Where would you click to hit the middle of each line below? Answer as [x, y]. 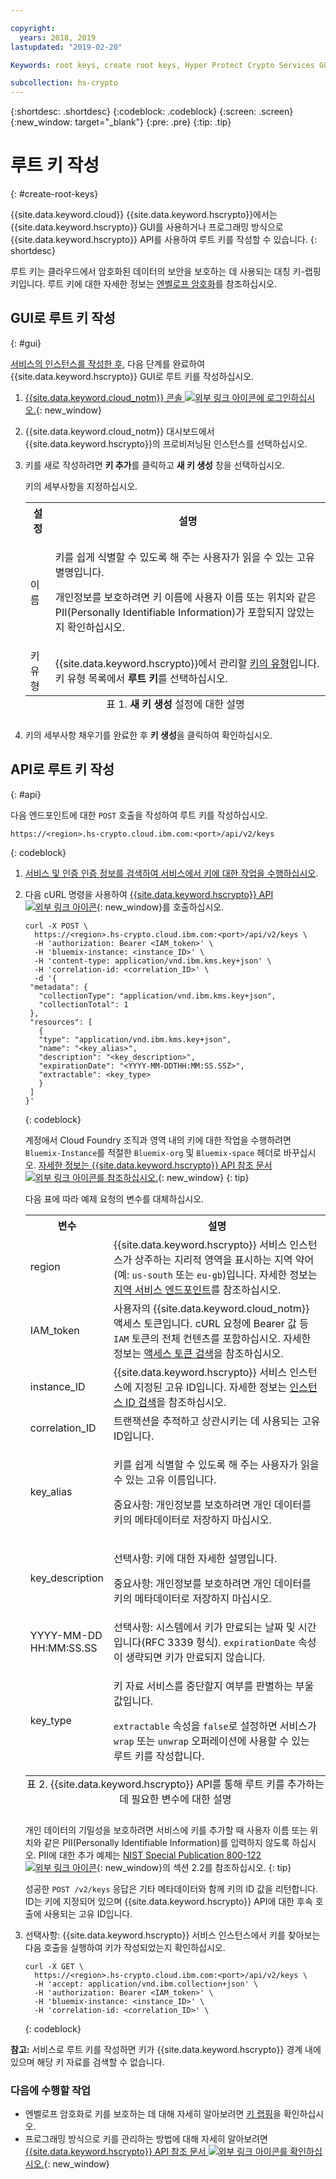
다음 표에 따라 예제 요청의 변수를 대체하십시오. [114, 1198]
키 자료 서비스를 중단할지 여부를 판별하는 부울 [214, 1686]
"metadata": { [59, 987]
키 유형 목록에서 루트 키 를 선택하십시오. [141, 678]
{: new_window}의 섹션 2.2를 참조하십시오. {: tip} [194, 1867]
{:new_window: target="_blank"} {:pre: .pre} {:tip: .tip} [121, 122]
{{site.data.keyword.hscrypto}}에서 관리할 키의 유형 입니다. [187, 663]
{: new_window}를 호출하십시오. [160, 907]
